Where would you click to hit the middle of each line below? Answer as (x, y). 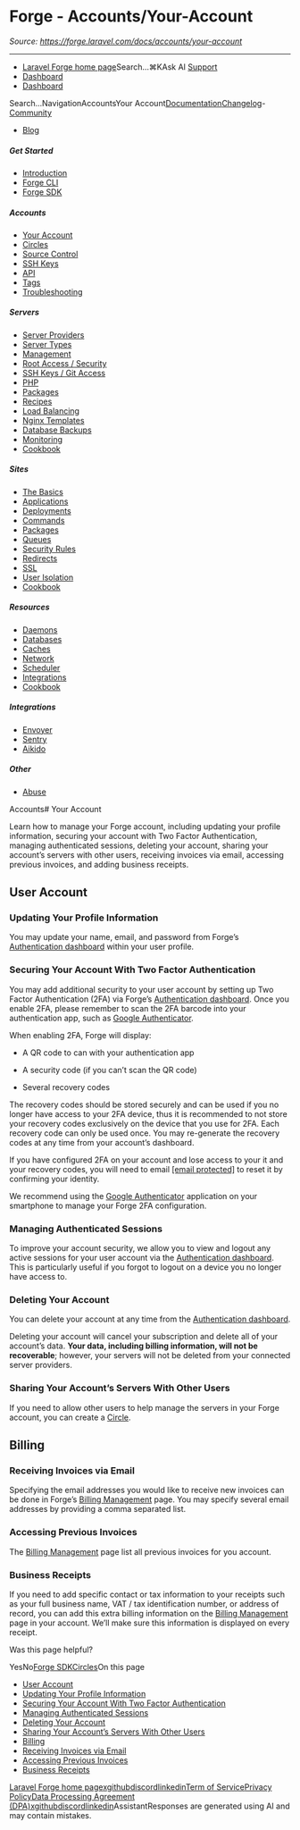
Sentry (34, 739)
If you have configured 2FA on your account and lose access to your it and (146, 1160)
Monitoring (42, 439)
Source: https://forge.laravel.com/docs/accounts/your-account (126, 41)
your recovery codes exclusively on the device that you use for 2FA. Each (144, 1123)
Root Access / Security (64, 363)
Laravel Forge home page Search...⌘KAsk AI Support (120, 67)
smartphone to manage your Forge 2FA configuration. (108, 1205)
